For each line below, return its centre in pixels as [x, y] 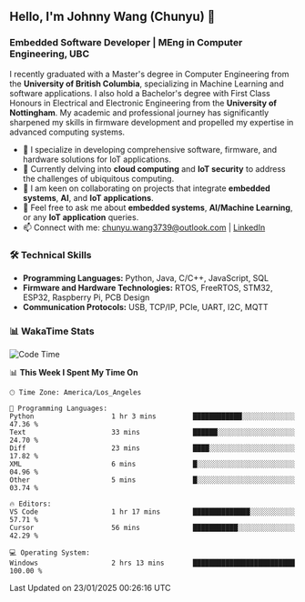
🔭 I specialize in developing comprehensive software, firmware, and [150, 149]
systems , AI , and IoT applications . [88, 197]
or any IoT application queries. [81, 217]
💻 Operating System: [50, 553]
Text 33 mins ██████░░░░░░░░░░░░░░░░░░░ [152, 433]
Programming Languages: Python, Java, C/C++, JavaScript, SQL [146, 277]
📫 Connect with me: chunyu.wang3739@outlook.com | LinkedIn [144, 227]
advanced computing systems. [67, 132]
